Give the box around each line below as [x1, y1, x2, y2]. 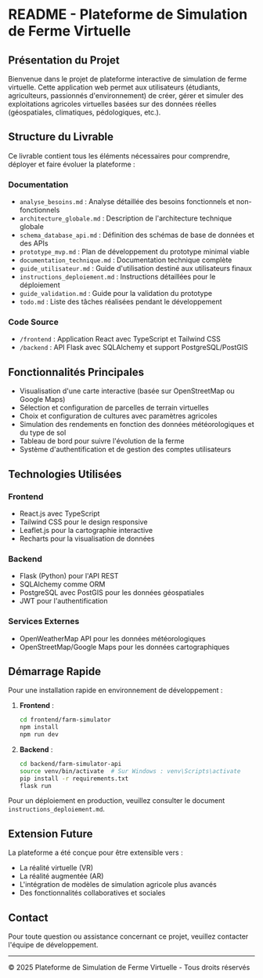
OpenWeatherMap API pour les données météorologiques [19, 633, 206, 643]
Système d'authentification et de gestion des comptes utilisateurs [19, 445, 232, 454]
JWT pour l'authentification [19, 597, 108, 606]
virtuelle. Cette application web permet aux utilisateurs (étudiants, [8, 82, 221, 92]
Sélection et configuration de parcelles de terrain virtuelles [19, 403, 209, 413]
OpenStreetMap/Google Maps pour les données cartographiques [19, 642, 230, 651]
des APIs [19, 239, 49, 248]
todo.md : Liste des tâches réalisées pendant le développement [19, 297, 222, 307]
